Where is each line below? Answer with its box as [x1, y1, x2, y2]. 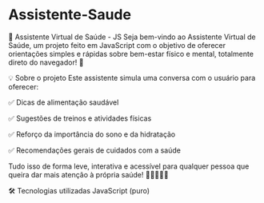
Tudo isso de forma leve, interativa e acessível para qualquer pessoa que [8, 161, 250, 171]
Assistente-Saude [8, 6, 132, 24]
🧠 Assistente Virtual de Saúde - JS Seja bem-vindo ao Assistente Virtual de [8, 32, 256, 42]
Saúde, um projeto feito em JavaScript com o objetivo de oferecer [8, 40, 226, 50]
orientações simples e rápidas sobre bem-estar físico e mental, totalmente [8, 49, 254, 58]
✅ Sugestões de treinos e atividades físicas [8, 113, 152, 123]
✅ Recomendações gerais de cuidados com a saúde [8, 145, 182, 155]
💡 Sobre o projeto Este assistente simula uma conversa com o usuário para [8, 73, 256, 82]
